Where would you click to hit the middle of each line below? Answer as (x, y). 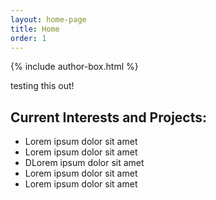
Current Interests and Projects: (109, 117)
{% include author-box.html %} (74, 67)
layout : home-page (48, 19)
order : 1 (28, 38)
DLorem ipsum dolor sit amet (84, 163)
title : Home (35, 29)
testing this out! (42, 86)
